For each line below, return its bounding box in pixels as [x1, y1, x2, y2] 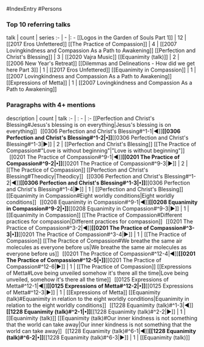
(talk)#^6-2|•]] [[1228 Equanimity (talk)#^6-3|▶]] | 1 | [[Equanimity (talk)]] [6, 334, 190, 341]
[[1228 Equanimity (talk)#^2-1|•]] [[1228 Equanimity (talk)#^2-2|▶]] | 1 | [6, 308, 186, 315]
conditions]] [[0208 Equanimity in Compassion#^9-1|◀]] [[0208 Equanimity [6, 198, 198, 206]
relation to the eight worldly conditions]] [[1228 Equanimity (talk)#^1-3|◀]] [6, 302, 194, 309]
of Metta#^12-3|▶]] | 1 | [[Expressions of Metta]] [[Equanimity [6, 288, 161, 296]
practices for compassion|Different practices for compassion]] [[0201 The [6, 218, 193, 225]
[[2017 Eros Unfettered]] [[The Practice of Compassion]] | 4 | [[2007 [6, 41, 177, 48]
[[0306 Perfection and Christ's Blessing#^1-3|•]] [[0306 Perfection [20, 179, 190, 186]
